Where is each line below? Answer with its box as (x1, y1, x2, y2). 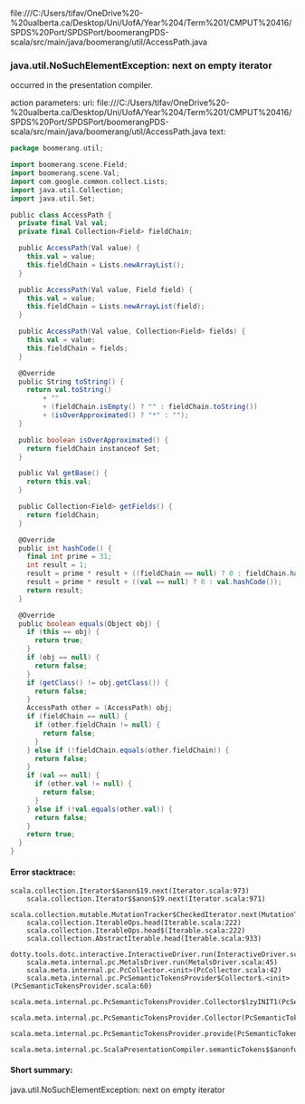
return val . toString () (26, 386, 112, 395)
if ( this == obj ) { (26, 628, 100, 637)
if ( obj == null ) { (26, 653, 100, 662)
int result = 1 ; (26, 561, 89, 570)
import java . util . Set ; (10, 194, 96, 203)
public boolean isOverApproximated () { (18, 435, 169, 445)
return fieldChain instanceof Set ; (26, 444, 161, 453)
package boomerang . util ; (10, 144, 104, 153)
